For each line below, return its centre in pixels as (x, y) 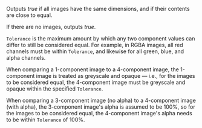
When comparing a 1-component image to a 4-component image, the (93, 69)
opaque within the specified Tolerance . (55, 89)
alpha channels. (26, 58)
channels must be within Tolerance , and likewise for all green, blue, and (95, 51)
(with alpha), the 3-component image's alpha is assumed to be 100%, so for (101, 107)
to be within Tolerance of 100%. (46, 120)
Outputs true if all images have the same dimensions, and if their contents (98, 9)
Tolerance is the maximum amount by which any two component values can (101, 38)
